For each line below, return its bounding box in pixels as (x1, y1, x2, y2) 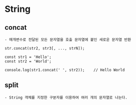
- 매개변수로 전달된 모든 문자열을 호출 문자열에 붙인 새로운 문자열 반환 (4, 37, 131, 42)
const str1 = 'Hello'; (4, 54, 52, 59)
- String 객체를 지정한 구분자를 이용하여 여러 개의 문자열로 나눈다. (4, 95, 128, 100)
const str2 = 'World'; (4, 59, 52, 64)
